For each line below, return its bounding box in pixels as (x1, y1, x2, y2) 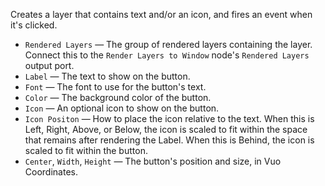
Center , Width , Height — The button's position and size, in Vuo (24, 155, 282, 167)
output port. (24, 60, 75, 71)
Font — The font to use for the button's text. (24, 81, 207, 93)
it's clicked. (10, 19, 58, 31)
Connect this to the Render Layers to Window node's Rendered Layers (24, 49, 310, 61)
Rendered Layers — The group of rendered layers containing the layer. (24, 39, 313, 50)
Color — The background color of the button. (24, 92, 212, 103)
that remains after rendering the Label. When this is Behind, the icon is (24, 134, 315, 146)
